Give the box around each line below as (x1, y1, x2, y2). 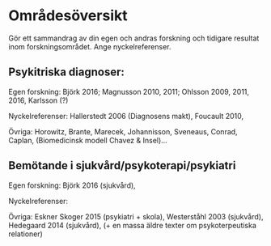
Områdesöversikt (8, 6, 128, 25)
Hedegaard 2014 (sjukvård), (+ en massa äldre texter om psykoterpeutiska (8, 220, 257, 230)
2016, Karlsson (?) (8, 95, 69, 105)
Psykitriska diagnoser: (8, 66, 125, 79)
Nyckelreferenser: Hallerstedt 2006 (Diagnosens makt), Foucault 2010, (8, 111, 244, 121)
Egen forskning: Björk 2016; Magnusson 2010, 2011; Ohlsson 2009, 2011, (8, 87, 249, 96)
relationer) (8, 229, 43, 239)
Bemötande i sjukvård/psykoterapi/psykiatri (8, 159, 236, 172)
